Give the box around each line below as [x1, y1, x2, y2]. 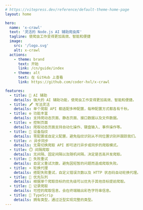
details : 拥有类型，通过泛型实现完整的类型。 [14, 197, 95, 202]
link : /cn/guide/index [18, 66, 64, 71]
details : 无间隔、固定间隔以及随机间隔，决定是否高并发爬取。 [14, 152, 124, 157]
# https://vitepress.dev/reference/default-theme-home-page [5, 7, 130, 12]
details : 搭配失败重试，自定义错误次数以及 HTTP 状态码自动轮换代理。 [14, 170, 141, 175]
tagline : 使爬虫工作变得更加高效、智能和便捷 [9, 34, 91, 39]
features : [5, 88, 25, 93]
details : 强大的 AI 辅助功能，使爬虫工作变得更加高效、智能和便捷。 [14, 97, 136, 103]
